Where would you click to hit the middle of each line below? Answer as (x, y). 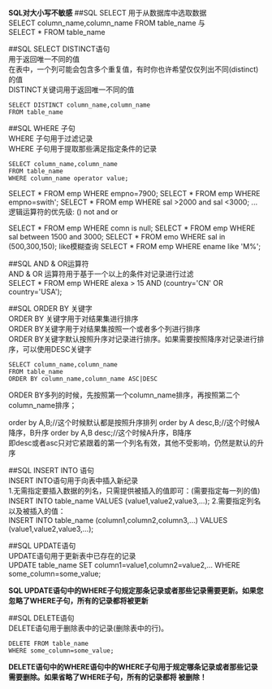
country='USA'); (35, 292)
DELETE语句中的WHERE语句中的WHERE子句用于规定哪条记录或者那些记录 (133, 667)
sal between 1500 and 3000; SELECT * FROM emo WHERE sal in (117, 237)
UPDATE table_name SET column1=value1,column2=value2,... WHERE (125, 565)
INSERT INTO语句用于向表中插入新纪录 (73, 481)
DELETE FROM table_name (49, 643)
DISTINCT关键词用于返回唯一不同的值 (71, 90)
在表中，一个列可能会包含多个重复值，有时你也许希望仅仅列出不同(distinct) (134, 69)
